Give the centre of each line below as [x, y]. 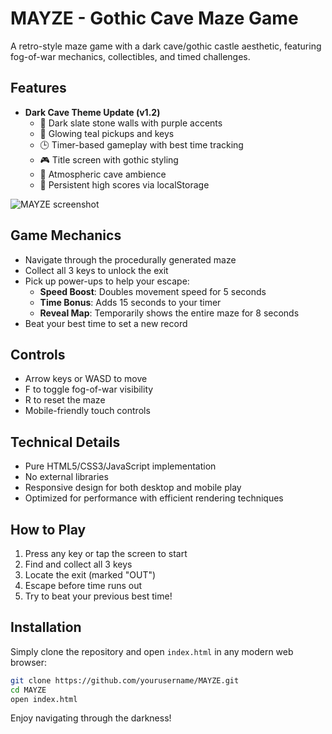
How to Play [48, 529]
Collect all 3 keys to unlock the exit [96, 270]
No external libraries [66, 477]
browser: [29, 662]
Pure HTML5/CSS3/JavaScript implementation [120, 466]
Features [38, 88]
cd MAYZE [28, 690]
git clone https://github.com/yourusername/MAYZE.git [125, 680]
